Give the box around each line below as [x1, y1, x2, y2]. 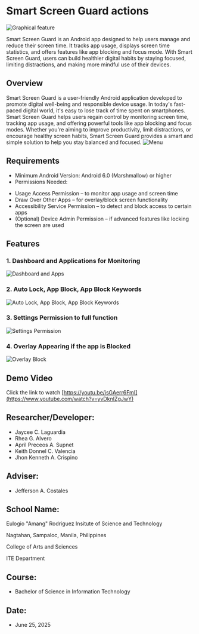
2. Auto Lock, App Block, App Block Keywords [6, 285, 142, 293]
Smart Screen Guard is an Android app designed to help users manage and [6, 35, 191, 42]
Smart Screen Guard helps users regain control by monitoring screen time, [6, 113, 189, 120]
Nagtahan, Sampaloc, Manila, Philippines [6, 532, 107, 539]
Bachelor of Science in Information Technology [14, 588, 130, 595]
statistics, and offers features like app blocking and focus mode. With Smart [6, 48, 192, 55]
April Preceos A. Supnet [14, 441, 74, 448]
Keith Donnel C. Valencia [14, 447, 76, 455]
